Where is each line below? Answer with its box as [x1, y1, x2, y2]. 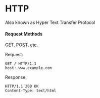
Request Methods [5, 31, 43, 37]
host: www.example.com [5, 66, 52, 71]
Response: [5, 74, 27, 80]
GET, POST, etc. [5, 42, 38, 48]
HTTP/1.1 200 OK [5, 84, 39, 89]
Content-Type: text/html [5, 88, 56, 94]
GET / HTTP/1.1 [5, 61, 37, 66]
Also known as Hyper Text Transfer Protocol [5, 19, 96, 25]
